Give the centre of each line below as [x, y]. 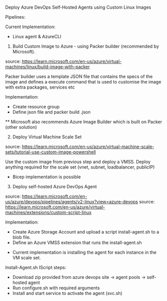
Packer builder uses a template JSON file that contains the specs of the [79, 77]
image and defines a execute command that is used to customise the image [83, 82]
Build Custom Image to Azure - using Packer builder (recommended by [86, 46]
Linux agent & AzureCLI [37, 36]
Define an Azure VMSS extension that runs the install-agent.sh [77, 243]
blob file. [22, 237]
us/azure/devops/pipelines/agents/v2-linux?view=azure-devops [72, 202]
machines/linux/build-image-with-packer [48, 67]
